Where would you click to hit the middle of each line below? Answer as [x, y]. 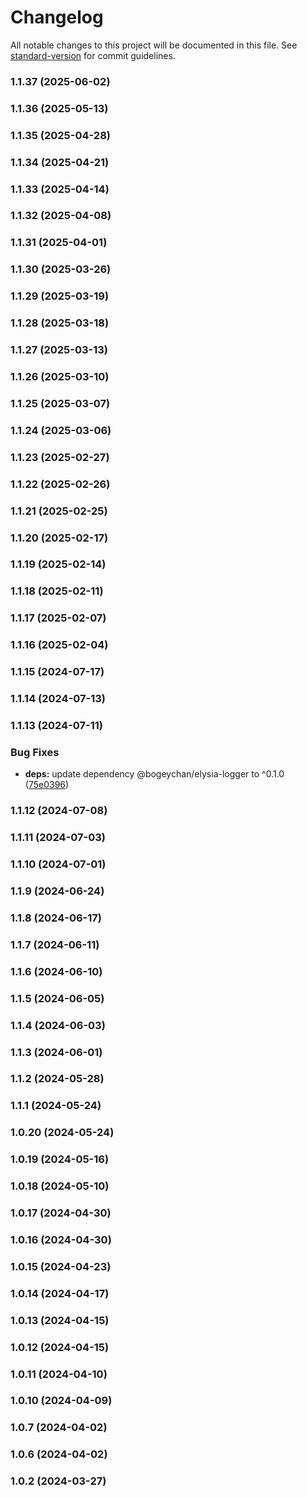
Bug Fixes [35, 752]
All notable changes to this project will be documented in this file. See [154, 45]
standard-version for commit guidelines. [93, 55]
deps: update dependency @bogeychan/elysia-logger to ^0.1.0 [154, 774]
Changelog [57, 17]
